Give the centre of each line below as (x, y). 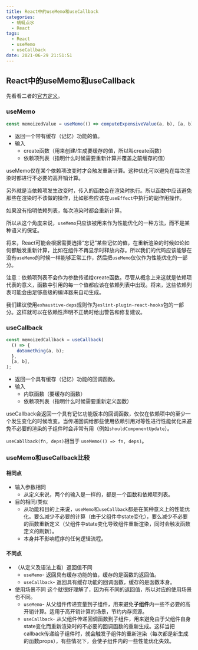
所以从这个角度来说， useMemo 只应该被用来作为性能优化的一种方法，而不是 (95, 223)
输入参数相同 (30, 487)
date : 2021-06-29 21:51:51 (39, 55)
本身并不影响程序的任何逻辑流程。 (65, 539)
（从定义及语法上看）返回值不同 (53, 567)
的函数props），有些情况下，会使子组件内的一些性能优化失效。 (99, 641)
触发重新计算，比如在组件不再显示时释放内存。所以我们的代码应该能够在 (104, 250)
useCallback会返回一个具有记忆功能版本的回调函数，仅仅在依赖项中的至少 (96, 414)
